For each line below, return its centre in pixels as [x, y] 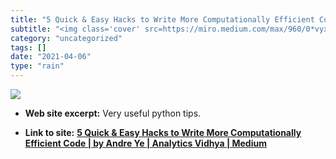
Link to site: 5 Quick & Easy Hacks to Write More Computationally [163, 132]
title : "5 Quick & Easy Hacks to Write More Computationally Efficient [162, 19]
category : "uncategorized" [66, 38]
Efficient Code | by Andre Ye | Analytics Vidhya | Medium [145, 143]
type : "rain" [37, 66]
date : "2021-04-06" [51, 57]
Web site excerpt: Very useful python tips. [113, 113]
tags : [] [28, 47]
